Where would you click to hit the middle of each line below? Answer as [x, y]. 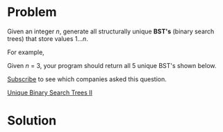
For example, [26, 52]
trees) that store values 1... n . [48, 38]
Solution [32, 121]
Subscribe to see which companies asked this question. [87, 79]
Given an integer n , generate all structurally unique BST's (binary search [111, 31]
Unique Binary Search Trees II [50, 92]
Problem [32, 12]
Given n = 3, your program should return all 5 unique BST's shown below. [112, 65]
